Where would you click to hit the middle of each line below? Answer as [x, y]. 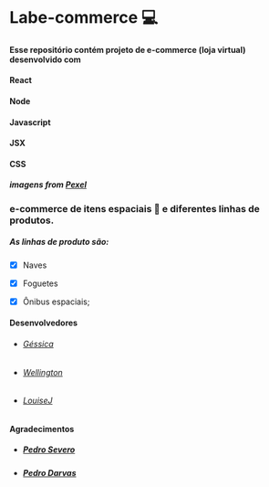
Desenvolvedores [44, 323]
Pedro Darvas [49, 472]
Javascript [31, 122]
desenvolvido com [46, 59]
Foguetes [40, 283]
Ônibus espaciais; [56, 302]
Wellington [43, 372]
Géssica [38, 344]
